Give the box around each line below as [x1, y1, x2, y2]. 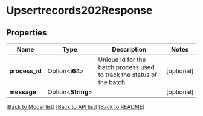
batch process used [98, 63, 155, 71]
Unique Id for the [98, 55, 146, 64]
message [9, 88, 36, 96]
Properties [6, 28, 47, 38]
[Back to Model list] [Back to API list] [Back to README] [6, 103, 145, 110]
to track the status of [98, 70, 157, 79]
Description [112, 46, 147, 53]
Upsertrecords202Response [6, 4, 153, 17]
